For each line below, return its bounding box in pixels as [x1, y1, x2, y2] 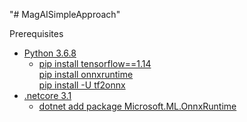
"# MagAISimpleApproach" [9, 9, 121, 20]
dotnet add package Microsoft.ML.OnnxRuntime [38, 100, 237, 112]
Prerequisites [9, 28, 64, 39]
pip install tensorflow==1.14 [38, 58, 152, 69]
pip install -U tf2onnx [38, 79, 126, 91]
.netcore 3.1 [23, 90, 72, 101]
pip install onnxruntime [38, 69, 134, 80]
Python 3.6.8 [23, 47, 77, 59]
